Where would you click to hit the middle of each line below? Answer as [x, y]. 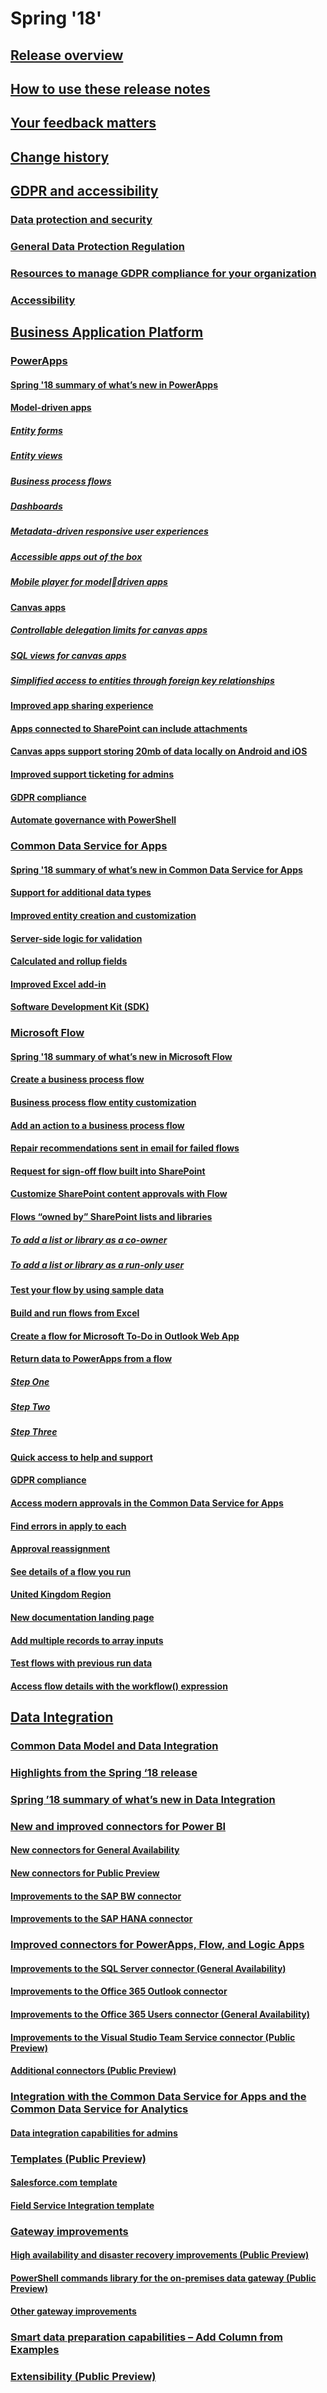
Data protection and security [81, 220]
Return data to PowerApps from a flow [91, 1359]
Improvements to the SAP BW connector [96, 1896]
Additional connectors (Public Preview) [93, 2071]
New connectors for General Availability [95, 1850]
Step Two [30, 1407]
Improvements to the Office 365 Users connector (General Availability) [160, 2014]
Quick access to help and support [81, 1457]
